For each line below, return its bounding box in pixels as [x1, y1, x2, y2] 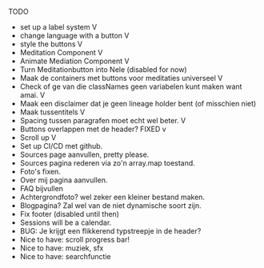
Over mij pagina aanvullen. [19, 175, 108, 185]
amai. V [19, 90, 46, 99]
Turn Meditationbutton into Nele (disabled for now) [19, 65, 187, 74]
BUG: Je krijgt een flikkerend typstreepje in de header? [19, 226, 202, 235]
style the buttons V [19, 39, 82, 49]
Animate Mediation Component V [19, 56, 130, 66]
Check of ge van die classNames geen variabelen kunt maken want [19, 82, 242, 91]
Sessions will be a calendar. [19, 218, 112, 227]
